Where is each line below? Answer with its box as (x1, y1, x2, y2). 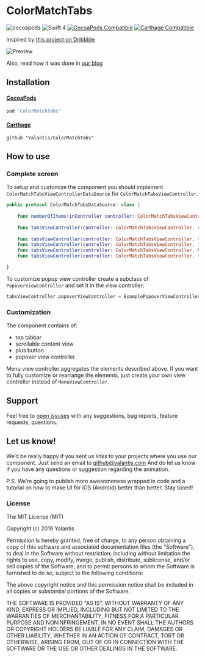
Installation (6, 77, 50, 87)
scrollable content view (15, 340, 74, 347)
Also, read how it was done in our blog (6, 59, 103, 67)
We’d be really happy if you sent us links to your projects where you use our (6, 452, 197, 459)
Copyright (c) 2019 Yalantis (6, 525, 74, 532)
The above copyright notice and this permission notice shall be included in (6, 581, 193, 588)
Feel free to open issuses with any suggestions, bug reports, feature (6, 412, 178, 419)
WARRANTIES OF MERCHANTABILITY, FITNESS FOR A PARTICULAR (6, 612, 179, 620)
